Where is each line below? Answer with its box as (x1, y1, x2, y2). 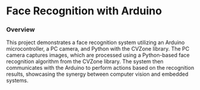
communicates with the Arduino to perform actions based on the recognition (6, 64, 195, 72)
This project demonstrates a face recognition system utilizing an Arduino (6, 39, 185, 46)
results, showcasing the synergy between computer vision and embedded (6, 70, 189, 78)
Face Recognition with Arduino (6, 4, 162, 18)
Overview (6, 26, 35, 34)
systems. (6, 77, 29, 84)
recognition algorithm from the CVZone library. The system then (6, 58, 164, 65)
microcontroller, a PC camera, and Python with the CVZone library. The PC (6, 45, 190, 52)
